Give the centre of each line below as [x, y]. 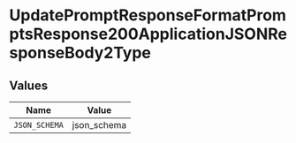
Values [29, 85]
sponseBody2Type [80, 53]
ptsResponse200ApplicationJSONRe [148, 34]
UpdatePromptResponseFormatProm [148, 15]
